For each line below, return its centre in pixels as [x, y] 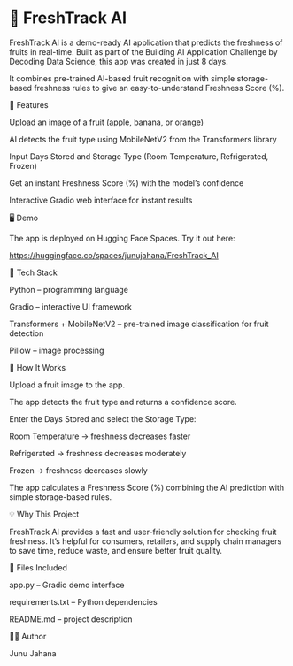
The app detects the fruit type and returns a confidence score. [123, 402]
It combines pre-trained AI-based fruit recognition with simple [122, 78]
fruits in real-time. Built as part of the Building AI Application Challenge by [143, 51]
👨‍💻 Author [28, 636]
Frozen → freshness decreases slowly [78, 470]
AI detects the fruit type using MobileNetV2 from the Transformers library [143, 139]
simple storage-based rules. [61, 497]
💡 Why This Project [44, 514]
